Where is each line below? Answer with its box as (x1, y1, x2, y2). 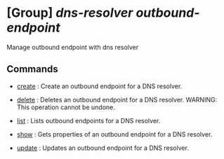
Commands (6, 63, 59, 75)
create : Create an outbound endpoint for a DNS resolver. (16, 82, 183, 90)
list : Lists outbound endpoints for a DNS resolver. (16, 116, 161, 125)
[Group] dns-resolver (6, 5, 133, 21)
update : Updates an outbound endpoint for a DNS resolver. (16, 144, 189, 152)
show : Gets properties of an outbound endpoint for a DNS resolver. (16, 130, 213, 138)
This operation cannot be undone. (16, 103, 115, 111)
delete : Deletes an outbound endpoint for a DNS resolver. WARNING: (16, 95, 218, 104)
